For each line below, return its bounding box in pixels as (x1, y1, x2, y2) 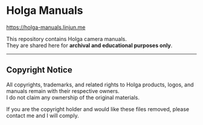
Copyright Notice (6, 65, 72, 75)
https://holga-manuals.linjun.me (6, 24, 86, 31)
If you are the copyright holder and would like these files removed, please (6, 105, 189, 112)
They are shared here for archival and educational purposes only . (6, 42, 173, 49)
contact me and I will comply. (6, 112, 79, 119)
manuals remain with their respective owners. (6, 87, 120, 94)
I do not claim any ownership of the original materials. (6, 94, 140, 101)
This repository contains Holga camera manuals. (6, 35, 127, 42)
